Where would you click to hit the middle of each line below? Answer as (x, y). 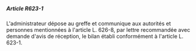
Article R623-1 (25, 8)
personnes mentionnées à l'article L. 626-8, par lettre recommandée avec (98, 29)
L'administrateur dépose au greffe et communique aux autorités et (89, 23)
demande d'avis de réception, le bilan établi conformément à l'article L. (95, 36)
